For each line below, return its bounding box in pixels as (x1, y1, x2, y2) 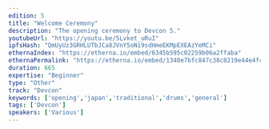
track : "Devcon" (8, 86, 62, 95)
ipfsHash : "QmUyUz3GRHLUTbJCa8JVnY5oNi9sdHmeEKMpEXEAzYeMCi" (8, 42, 217, 50)
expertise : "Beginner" (8, 71, 84, 79)
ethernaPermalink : (8, 57, 70, 65)
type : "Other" (8, 79, 56, 87)
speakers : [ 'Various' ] (8, 109, 84, 117)
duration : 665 (8, 64, 56, 72)
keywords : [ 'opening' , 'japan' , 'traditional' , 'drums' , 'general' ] (8, 94, 227, 102)
